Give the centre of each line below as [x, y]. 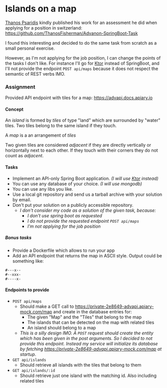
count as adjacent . [24, 156]
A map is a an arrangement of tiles [41, 135]
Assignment [20, 87]
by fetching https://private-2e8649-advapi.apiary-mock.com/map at [91, 349]
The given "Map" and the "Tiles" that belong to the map [84, 317]
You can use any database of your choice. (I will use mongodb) [77, 184]
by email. [22, 200]
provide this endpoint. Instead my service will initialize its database [89, 343]
